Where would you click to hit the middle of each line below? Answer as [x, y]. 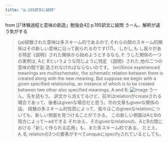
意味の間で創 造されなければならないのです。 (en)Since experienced [89, 67]
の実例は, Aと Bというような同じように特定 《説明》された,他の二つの [90, 61]
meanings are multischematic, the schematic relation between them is [90, 73]
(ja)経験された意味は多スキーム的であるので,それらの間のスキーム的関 [90, 42]
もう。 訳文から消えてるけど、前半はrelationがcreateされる [101, 96]
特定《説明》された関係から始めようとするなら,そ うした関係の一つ [92, 55]
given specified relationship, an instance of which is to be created [86, 83]
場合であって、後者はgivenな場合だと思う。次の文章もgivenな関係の [88, 102]
